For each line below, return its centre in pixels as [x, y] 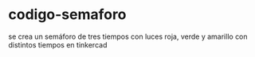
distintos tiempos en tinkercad [58, 44]
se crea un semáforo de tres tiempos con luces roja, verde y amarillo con [128, 36]
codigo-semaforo [67, 15]
